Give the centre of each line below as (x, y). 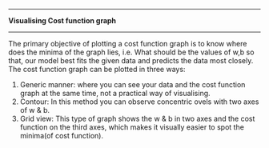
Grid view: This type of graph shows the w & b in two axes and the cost (137, 118)
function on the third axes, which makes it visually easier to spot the (132, 127)
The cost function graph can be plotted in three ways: (97, 69)
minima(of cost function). (62, 136)
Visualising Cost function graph (62, 20)
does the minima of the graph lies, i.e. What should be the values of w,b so (131, 52)
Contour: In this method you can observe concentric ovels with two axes (139, 102)
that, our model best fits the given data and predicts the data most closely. (131, 60)
